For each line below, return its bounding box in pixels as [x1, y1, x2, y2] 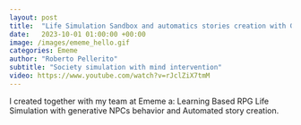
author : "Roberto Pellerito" [9, 54, 118, 63]
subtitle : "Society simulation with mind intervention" [9, 63, 222, 72]
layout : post [9, 12, 58, 22]
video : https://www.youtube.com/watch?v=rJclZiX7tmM [9, 71, 211, 80]
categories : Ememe [9, 46, 78, 55]
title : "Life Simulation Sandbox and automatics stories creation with [9, 21, 287, 30]
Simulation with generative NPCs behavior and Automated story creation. [9, 104, 279, 116]
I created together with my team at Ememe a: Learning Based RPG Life [9, 96, 270, 106]
